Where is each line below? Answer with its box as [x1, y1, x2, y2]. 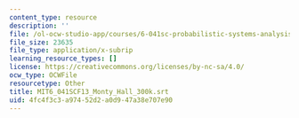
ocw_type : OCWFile [9, 71, 77, 80]
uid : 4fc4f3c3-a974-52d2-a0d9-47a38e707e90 [9, 95, 174, 105]
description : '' [9, 21, 69, 30]
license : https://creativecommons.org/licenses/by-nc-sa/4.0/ [9, 63, 245, 72]
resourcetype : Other [9, 79, 86, 88]
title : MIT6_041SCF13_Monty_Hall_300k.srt [9, 87, 169, 96]
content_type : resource [9, 12, 98, 22]
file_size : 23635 [9, 37, 74, 47]
